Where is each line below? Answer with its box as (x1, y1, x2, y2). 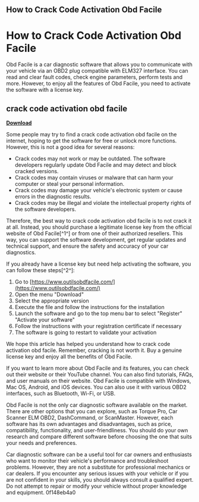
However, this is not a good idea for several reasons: (6, 144, 135, 151)
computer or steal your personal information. (14, 180, 125, 188)
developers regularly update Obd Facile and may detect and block (14, 161, 177, 169)
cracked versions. (14, 168, 59, 175)
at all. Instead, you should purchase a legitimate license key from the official (6, 223, 192, 231)
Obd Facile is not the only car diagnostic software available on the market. (6, 401, 188, 409)
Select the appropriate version (14, 297, 89, 304)
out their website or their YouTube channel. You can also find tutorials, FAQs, (6, 371, 194, 378)
